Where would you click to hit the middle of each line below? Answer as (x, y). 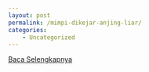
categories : (27, 30)
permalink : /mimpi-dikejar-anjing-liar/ (75, 23)
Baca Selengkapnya (40, 59)
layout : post (29, 15)
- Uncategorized (49, 37)
